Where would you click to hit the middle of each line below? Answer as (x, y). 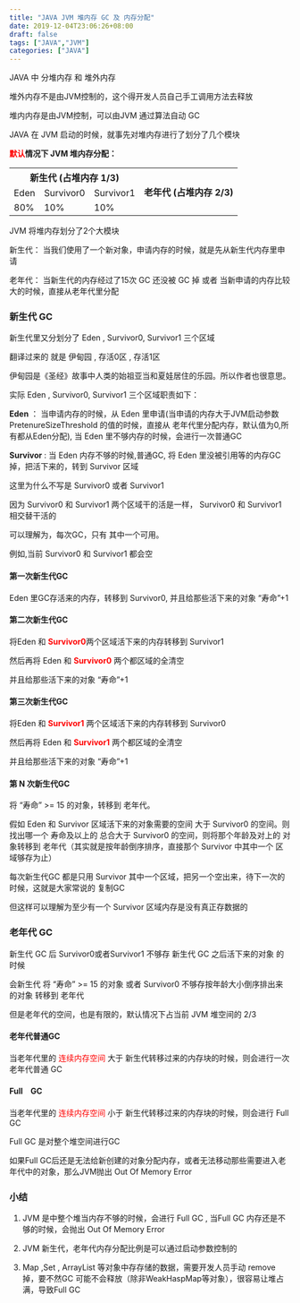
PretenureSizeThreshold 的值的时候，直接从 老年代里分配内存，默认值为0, (145, 425)
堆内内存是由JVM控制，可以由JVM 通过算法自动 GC (105, 116)
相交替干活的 (33, 516)
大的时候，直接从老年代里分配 (64, 291)
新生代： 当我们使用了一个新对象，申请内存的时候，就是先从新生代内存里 (143, 250)
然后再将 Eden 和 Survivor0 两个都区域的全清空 (97, 660)
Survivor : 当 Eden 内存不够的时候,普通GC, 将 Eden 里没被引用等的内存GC (145, 455)
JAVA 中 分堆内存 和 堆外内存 (62, 78)
